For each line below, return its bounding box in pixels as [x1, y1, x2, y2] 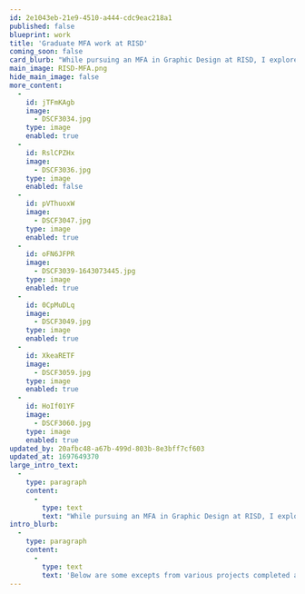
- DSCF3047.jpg [33, 215, 92, 225]
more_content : [9, 81, 64, 90]
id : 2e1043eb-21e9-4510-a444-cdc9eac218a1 [9, 13, 172, 23]
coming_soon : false [9, 47, 84, 56]
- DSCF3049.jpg [33, 317, 92, 327]
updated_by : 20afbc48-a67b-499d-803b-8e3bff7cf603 [9, 444, 205, 453]
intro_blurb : [9, 520, 59, 530]
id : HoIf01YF [25, 401, 75, 411]
